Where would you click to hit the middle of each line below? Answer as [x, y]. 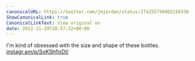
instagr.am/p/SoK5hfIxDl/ [37, 52]
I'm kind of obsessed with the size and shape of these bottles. [83, 45]
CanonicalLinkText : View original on [53, 23]
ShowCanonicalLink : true [37, 17]
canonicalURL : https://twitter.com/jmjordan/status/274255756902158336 [97, 12]
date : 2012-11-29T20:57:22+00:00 [48, 28]
